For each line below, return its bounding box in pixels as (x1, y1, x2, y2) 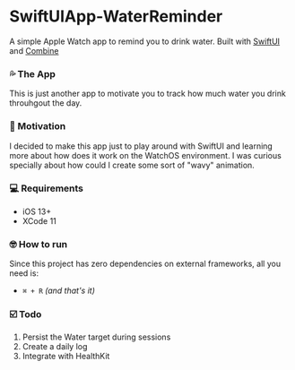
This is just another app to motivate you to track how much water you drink (9, 88, 287, 99)
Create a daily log (22, 341, 88, 352)
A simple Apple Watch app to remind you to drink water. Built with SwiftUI (9, 36, 281, 47)
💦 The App (9, 67, 56, 80)
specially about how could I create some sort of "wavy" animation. (9, 159, 256, 170)
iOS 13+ (22, 206, 52, 217)
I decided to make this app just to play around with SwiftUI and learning (9, 141, 273, 151)
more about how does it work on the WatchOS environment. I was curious (9, 150, 282, 160)
